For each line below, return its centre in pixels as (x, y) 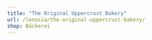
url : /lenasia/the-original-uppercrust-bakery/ (76, 20)
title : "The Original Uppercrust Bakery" (67, 13)
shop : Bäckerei (29, 26)
